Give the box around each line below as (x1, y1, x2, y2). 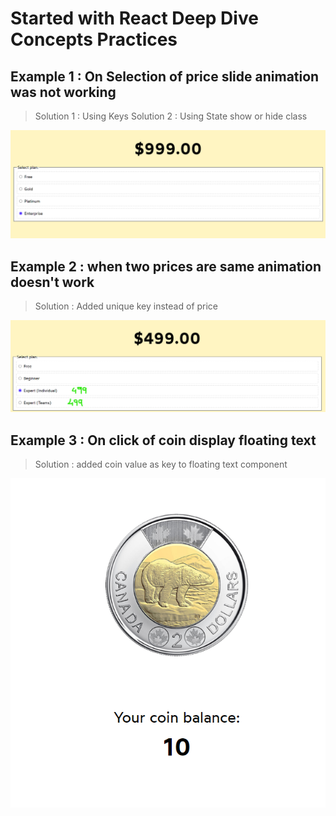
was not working (10, 83, 117, 101)
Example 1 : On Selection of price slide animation (10, 68, 320, 85)
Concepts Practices (10, 28, 178, 51)
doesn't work (10, 273, 95, 291)
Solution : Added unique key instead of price (34, 300, 219, 312)
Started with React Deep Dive (10, 7, 259, 30)
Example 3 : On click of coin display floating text (10, 432, 317, 449)
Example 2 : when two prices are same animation (10, 258, 322, 275)
